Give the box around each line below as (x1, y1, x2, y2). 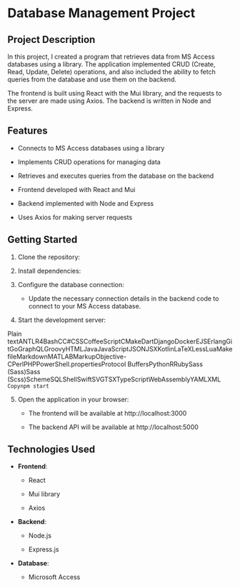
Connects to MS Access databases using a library (17, 144, 165, 152)
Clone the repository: (17, 252, 81, 261)
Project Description (7, 34, 96, 46)
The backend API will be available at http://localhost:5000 (28, 423, 199, 431)
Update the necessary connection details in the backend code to (28, 294, 219, 303)
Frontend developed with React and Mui (17, 185, 136, 194)
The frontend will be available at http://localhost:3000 (28, 408, 187, 417)
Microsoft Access (28, 573, 81, 581)
